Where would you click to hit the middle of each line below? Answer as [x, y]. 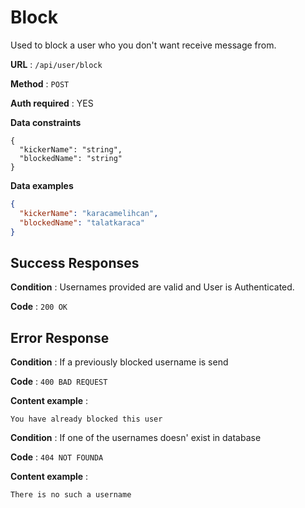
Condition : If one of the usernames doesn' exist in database [136, 438]
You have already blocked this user [86, 419]
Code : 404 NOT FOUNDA [57, 457]
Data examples [42, 185]
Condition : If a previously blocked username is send [119, 362]
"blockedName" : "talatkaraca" [82, 222]
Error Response [60, 337]
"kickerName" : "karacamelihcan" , [89, 213]
